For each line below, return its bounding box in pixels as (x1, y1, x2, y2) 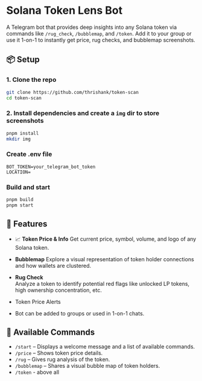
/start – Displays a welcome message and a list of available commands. (14, 343, 195, 350)
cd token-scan (6, 94, 42, 101)
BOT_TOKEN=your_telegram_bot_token (6, 164, 96, 170)
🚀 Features (6, 219, 48, 229)
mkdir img (6, 136, 31, 142)
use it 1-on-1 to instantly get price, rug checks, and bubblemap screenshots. (6, 36, 196, 43)
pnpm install (6, 130, 39, 136)
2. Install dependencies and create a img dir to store (6, 109, 160, 117)
